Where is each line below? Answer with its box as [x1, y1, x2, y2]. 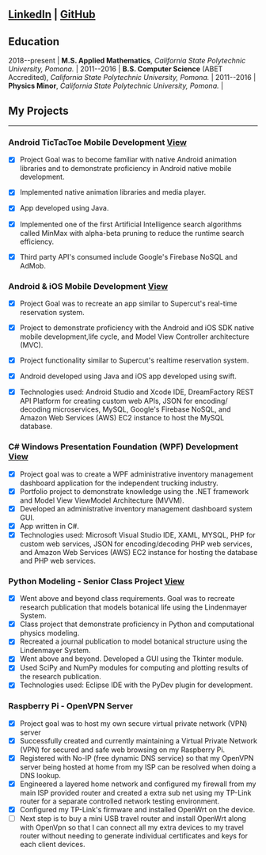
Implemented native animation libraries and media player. [19, 188, 207, 197]
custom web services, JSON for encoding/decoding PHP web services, [19, 539, 253, 549]
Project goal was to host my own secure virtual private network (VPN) [19, 718, 248, 728]
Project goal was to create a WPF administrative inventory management [19, 469, 253, 479]
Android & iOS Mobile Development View [8, 280, 169, 291]
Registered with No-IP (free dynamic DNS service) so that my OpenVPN [19, 753, 254, 762]
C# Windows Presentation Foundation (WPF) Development [8, 441, 239, 452]
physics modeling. [19, 629, 80, 638]
